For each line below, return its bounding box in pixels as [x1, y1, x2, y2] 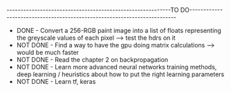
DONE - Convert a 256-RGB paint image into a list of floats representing [16, 27, 222, 34]
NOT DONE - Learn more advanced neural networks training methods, [16, 63, 217, 71]
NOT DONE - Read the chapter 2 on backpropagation [16, 56, 169, 64]
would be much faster [16, 48, 80, 56]
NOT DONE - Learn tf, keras [16, 78, 96, 85]
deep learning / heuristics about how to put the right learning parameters [16, 70, 225, 78]
